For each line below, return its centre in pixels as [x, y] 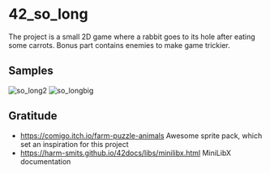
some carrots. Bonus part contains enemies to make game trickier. [120, 45]
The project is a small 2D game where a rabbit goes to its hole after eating [132, 37]
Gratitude [33, 116]
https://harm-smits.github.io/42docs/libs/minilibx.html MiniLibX [126, 153]
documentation [45, 161]
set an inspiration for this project [74, 144]
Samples [31, 71]
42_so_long [48, 14]
